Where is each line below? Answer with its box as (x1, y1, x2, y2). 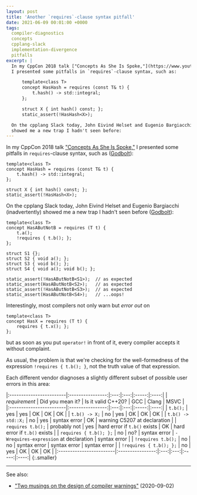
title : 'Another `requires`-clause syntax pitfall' (6, 14, 135, 20)
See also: (6, 471, 29, 478)
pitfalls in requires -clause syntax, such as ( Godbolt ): (6, 150, 134, 157)
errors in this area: (6, 381, 50, 388)
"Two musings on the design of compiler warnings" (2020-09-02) (14, 482, 175, 490)
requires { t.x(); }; (16, 324, 69, 330)
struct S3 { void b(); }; (6, 261, 69, 267)
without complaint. (6, 345, 51, 352)
